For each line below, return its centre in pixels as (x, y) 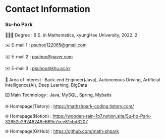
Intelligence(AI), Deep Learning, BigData (46, 85)
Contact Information (48, 9)
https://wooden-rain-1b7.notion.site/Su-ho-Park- (102, 116)
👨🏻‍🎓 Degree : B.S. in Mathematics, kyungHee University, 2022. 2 (71, 35)
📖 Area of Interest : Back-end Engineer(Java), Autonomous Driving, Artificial (82, 80)
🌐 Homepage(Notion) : (28, 116)
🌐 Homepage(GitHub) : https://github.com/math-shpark (62, 131)
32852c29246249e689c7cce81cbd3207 (47, 122)
